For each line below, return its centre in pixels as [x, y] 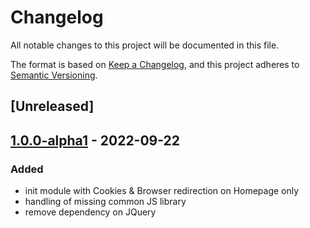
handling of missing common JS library [105, 202]
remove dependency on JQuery [90, 212]
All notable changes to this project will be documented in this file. [145, 45]
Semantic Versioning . [54, 75]
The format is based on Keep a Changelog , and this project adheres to [155, 64]
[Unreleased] [52, 106]
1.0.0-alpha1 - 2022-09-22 [95, 140]
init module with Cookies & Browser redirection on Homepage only [162, 191]
